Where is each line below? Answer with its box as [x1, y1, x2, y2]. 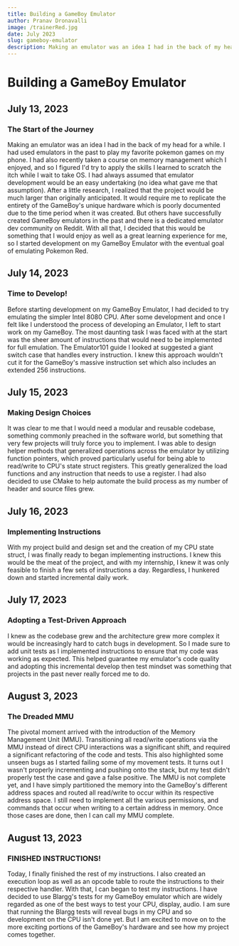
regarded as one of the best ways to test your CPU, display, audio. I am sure [7, 900, 230, 908]
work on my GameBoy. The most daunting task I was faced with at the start [7, 328, 228, 336]
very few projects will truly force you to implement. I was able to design [7, 439, 217, 448]
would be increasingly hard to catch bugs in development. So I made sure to [7, 639, 230, 648]
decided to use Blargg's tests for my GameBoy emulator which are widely [7, 892, 223, 900]
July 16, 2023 [7, 505, 69, 518]
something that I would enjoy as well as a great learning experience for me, [7, 231, 228, 240]
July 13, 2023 [7, 103, 69, 115]
